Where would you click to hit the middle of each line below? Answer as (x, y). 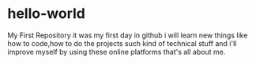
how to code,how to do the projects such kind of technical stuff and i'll (122, 43)
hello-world (47, 14)
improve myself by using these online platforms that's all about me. (117, 52)
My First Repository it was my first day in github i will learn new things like (128, 35)
